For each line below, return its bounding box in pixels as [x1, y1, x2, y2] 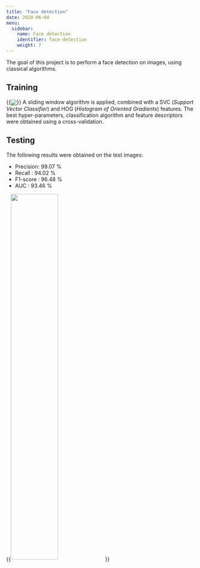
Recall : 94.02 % [14, 169, 56, 176]
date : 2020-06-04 [6, 14, 50, 20]
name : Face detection [17, 31, 71, 37]
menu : [6, 20, 20, 26]
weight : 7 [17, 43, 42, 49]
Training [6, 82, 38, 93]
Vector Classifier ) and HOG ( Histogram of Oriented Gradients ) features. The [6, 105, 193, 112]
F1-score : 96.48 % [14, 175, 63, 183]
